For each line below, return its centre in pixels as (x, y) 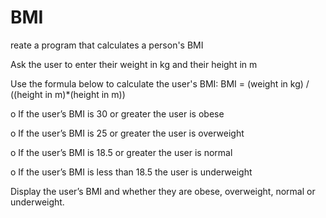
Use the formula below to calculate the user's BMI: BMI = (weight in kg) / (160, 83)
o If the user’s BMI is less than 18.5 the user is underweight (131, 172)
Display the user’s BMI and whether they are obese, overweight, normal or (163, 191)
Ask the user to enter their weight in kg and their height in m (134, 64)
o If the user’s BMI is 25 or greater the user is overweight (127, 133)
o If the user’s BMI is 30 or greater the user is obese (117, 113)
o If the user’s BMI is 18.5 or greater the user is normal (121, 152)
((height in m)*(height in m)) (68, 94)
